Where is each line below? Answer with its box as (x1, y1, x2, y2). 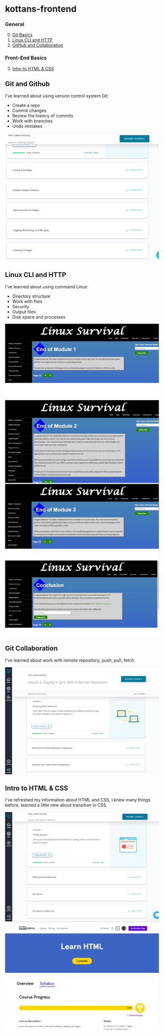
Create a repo (12, 102, 40, 108)
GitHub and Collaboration (12, 43, 63, 48)
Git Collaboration (5, 644, 58, 653)
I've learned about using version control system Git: (5, 93, 109, 99)
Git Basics (12, 32, 33, 38)
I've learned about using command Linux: (5, 283, 89, 289)
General (5, 21, 24, 28)
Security (12, 303, 29, 309)
